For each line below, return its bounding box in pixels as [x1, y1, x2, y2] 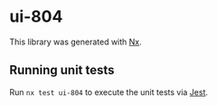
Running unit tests [9, 63, 115, 78]
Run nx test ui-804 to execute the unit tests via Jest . [9, 86, 209, 97]
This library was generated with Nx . [9, 36, 142, 47]
